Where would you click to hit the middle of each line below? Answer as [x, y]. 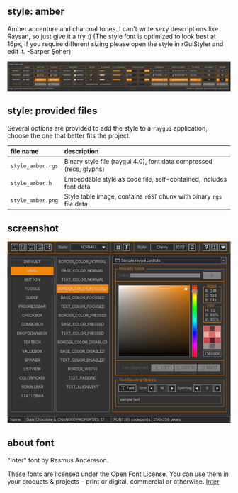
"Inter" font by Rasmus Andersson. [58, 460]
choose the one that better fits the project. [69, 135]
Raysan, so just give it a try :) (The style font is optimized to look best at [112, 36]
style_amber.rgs [34, 166]
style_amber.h [31, 184]
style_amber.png [34, 201]
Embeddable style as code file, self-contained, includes [146, 179]
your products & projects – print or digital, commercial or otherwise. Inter [113, 481]
